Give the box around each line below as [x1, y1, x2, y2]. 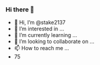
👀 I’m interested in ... [14, 25, 64, 32]
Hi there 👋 [5, 5, 35, 14]
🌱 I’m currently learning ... [14, 32, 78, 39]
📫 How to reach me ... [14, 45, 69, 52]
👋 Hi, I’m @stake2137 [14, 19, 66, 26]
